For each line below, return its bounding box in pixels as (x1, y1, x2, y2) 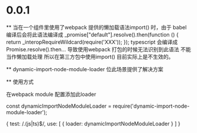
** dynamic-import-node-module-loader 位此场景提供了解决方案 (6, 65, 164, 72)
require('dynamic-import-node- (112, 102, 190, 109)
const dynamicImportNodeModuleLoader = (6, 102, 112, 109)
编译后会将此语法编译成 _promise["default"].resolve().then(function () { (6, 31, 179, 38)
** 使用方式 (6, 78, 34, 85)
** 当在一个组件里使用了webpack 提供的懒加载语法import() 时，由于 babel (6, 24, 187, 31)
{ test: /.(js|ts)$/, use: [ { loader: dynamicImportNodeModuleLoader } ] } (6, 120, 180, 127)
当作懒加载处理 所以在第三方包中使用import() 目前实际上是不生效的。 (6, 53, 174, 60)
